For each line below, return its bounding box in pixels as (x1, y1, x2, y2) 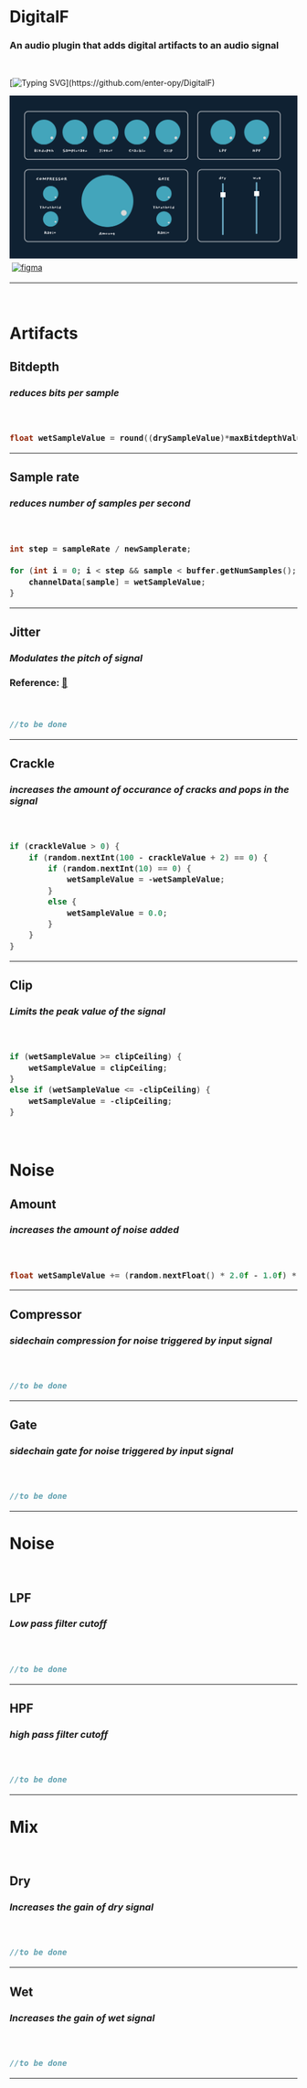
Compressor (9, 1306, 82, 1322)
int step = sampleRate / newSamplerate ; (9, 543, 192, 554)
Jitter (9, 625, 41, 640)
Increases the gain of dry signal (9, 1901, 153, 1913)
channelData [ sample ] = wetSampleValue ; (28, 576, 206, 587)
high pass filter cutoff (9, 1728, 109, 1740)
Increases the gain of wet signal (9, 2011, 155, 2024)
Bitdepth (9, 359, 59, 375)
